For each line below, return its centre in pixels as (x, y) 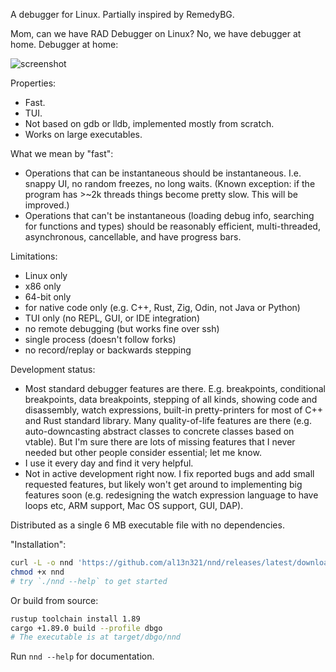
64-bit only (48, 297)
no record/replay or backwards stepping (108, 350)
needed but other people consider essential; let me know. (143, 452)
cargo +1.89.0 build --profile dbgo (86, 628)
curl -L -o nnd (42, 563)
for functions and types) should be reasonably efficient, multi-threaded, (172, 226)
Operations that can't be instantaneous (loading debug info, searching (169, 215)
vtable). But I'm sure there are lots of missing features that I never (160, 442)
